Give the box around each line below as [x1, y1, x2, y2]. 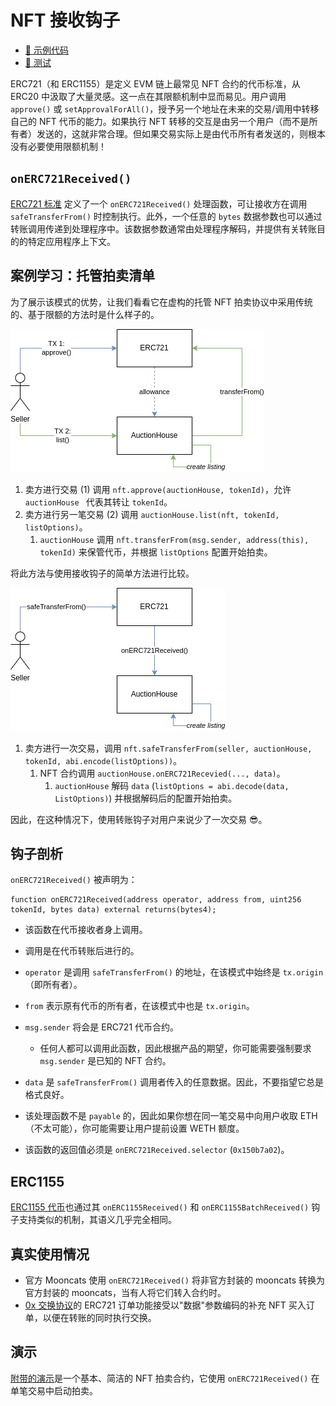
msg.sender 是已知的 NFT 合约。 [39, 1055, 172, 1067]
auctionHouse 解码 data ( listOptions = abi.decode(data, [54, 779, 290, 791]
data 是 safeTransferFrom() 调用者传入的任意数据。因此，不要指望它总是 [24, 1076, 325, 1088]
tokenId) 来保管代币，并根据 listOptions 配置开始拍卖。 [39, 546, 273, 558]
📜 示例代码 [24, 44, 69, 56]
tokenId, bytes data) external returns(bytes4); [10, 905, 217, 915]
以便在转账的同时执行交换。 [42, 1312, 157, 1323]
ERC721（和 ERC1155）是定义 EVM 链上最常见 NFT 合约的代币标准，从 [10, 77, 301, 90]
